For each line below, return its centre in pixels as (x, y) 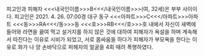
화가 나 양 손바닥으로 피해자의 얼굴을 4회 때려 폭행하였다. (85, 47)
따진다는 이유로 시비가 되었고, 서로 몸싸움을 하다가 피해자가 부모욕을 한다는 (102, 39)
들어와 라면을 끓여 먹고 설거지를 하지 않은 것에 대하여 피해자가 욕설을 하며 (94, 32)
